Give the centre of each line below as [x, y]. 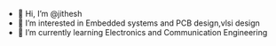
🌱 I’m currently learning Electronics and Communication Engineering [142, 32]
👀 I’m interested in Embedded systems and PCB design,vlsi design [138, 23]
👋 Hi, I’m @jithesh [50, 14]
